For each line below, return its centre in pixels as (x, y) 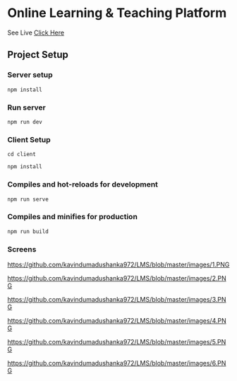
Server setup (30, 75)
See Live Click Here (36, 33)
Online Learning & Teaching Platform (117, 13)
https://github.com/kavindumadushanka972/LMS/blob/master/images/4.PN (117, 321)
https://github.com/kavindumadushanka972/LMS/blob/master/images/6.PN (117, 363)
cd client (22, 154)
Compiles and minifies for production (72, 217)
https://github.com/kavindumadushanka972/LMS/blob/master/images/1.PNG (119, 265)
